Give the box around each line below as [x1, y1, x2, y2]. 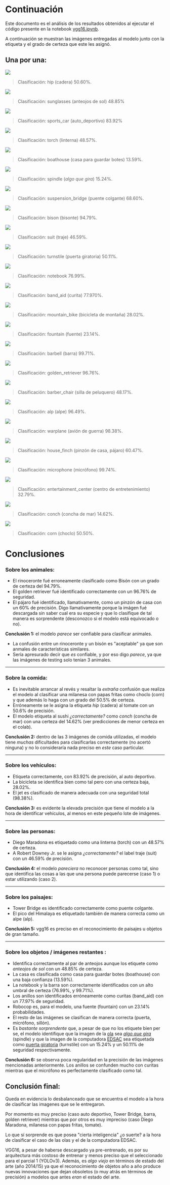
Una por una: [5, 56, 47, 65]
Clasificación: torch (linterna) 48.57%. [17, 137, 97, 143]
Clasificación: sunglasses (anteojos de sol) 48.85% [17, 98, 125, 104]
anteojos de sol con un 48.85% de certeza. [12, 965, 103, 972]
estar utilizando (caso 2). [5, 876, 57, 882]
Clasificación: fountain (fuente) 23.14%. [17, 331, 100, 337]
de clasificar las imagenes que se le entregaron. [5, 1101, 105, 1107]
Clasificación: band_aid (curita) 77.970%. [17, 292, 103, 298]
